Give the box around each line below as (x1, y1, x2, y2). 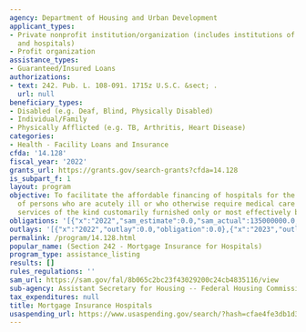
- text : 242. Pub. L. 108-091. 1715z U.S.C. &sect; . (9, 81, 219, 90)
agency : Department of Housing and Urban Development (9, 13, 219, 23)
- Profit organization (9, 47, 96, 56)
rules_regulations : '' (9, 267, 96, 277)
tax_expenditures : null (9, 292, 100, 301)
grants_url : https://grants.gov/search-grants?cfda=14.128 (9, 166, 239, 175)
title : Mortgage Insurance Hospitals (9, 301, 153, 310)
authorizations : (9, 73, 71, 82)
